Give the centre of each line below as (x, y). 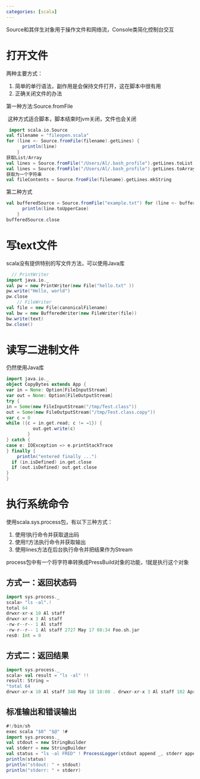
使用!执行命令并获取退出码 (47, 535)
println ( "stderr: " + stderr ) (44, 770)
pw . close (17, 297)
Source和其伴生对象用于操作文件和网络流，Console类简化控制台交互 (90, 29)
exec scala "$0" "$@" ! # (37, 731)
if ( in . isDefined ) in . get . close (52, 462)
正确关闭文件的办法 (38, 94)
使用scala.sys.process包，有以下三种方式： (60, 522)
